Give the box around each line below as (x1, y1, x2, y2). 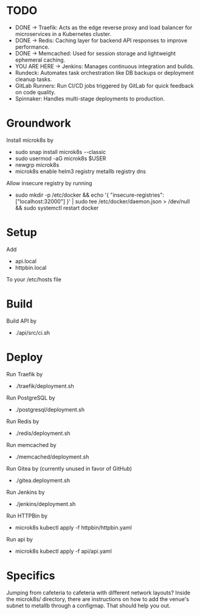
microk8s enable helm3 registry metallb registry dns (15, 167, 146, 175)
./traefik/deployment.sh (15, 382, 74, 390)
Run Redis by (6, 418, 40, 425)
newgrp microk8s (15, 161, 60, 168)
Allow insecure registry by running (6, 179, 92, 186)
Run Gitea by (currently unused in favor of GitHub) (6, 465, 133, 472)
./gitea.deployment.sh (15, 476, 71, 484)
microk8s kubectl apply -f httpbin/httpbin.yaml (15, 524, 132, 531)
